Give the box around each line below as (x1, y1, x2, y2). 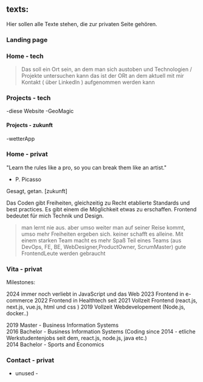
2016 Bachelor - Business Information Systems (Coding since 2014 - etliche (6, 328, 196, 335)
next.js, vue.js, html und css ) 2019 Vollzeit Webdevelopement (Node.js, (6, 303, 185, 311)
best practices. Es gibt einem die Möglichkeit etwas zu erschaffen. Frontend (6, 205, 197, 213)
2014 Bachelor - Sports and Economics (6, 341, 105, 348)
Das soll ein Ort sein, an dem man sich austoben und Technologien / (21, 66, 193, 73)
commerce (6, 297, 33, 304)
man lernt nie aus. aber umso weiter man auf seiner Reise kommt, (21, 223, 185, 231)
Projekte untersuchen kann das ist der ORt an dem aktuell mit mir (21, 72, 184, 80)
